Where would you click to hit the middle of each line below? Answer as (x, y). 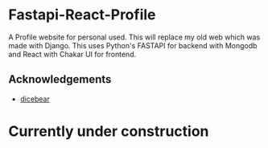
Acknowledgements (60, 79)
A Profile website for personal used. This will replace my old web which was (134, 37)
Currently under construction (109, 131)
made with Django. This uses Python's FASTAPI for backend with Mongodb (133, 45)
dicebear (35, 99)
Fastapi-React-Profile (82, 15)
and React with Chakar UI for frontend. (72, 54)
